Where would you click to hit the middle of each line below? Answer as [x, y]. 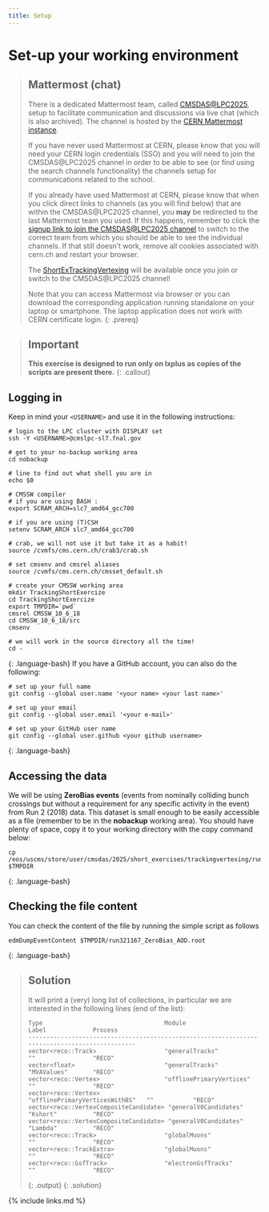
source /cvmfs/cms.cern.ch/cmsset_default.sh [85, 572]
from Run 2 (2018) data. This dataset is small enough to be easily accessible [134, 812]
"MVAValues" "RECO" [71, 1072]
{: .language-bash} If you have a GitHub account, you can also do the [123, 664]
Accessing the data [58, 776]
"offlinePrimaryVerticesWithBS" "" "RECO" [121, 1100]
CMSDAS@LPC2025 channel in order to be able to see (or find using [141, 162]
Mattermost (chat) [74, 85]
